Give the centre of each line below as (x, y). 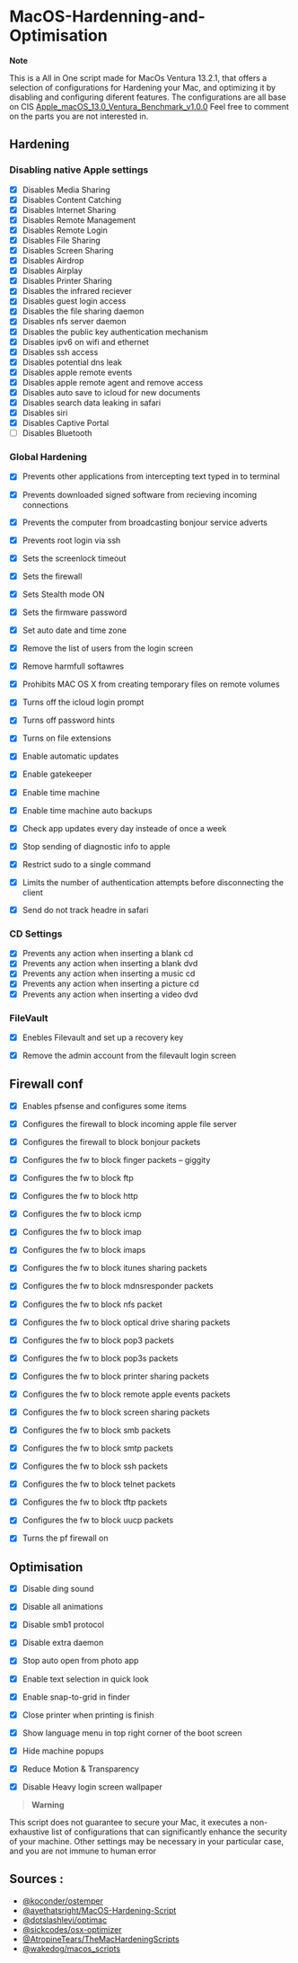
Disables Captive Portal (66, 423)
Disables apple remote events (77, 372)
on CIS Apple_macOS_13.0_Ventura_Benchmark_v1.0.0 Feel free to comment (149, 106)
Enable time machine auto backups (87, 810)
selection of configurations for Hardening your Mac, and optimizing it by (143, 87)
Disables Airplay (53, 271)
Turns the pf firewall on (66, 1538)
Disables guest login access (74, 301)
